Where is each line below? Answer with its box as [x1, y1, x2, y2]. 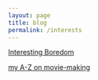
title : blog [8, 19, 47, 27]
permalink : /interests [8, 26, 82, 34]
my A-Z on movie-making [8, 63, 91, 72]
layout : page [8, 11, 51, 20]
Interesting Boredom [8, 48, 74, 57]
